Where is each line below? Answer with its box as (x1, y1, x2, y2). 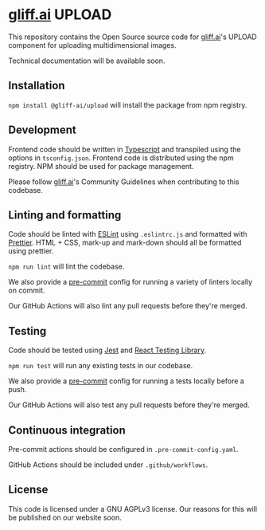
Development (8, 124, 77, 137)
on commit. (8, 285, 45, 296)
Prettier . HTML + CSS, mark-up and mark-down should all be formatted (8, 238, 242, 248)
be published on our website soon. (8, 512, 122, 522)
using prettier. (8, 246, 54, 256)
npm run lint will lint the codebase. (8, 261, 125, 272)
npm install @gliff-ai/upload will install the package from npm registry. (8, 100, 247, 109)
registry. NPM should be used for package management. (8, 161, 194, 171)
